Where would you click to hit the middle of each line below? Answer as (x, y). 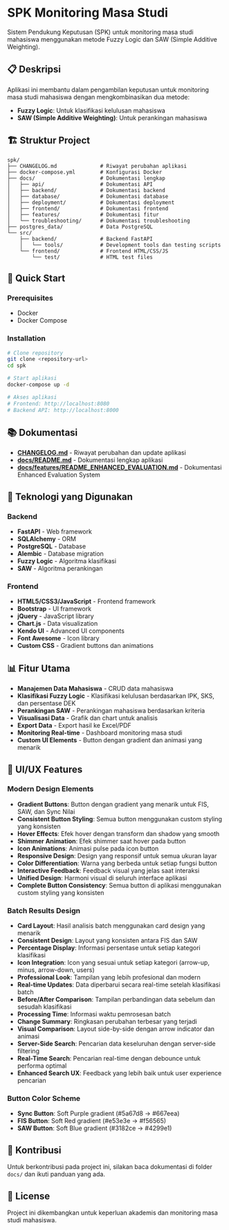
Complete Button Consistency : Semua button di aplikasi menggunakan (119, 885)
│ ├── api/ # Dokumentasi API (80, 184)
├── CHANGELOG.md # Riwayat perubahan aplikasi (97, 166)
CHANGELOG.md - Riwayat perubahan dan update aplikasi (102, 453)
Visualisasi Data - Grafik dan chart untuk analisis (87, 718)
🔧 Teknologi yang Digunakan (70, 496)
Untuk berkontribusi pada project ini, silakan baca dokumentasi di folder (110, 1167)
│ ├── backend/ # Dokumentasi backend (86, 190)
